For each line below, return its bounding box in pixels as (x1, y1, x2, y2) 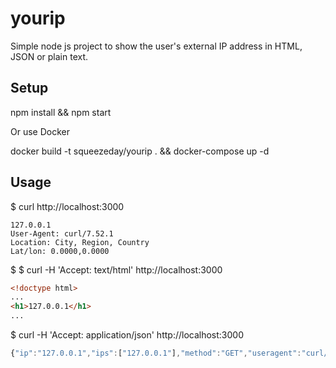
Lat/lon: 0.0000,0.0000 (10, 246, 110, 256)
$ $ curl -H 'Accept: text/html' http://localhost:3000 (10, 263, 223, 276)
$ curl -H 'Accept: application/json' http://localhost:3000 (10, 329, 244, 341)
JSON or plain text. (10, 50, 89, 62)
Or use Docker (10, 125, 70, 137)
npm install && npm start (10, 106, 112, 118)
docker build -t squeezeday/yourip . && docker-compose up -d (10, 145, 270, 157)
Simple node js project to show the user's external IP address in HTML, (10, 40, 303, 52)
